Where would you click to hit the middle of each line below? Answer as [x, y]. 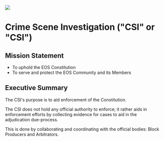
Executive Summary [36, 88]
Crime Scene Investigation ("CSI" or [80, 27]
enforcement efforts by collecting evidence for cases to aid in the [71, 114]
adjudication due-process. [32, 119]
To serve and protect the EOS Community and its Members [71, 72]
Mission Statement [35, 56]
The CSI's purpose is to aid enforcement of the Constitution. [66, 99]
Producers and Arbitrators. [32, 134]
